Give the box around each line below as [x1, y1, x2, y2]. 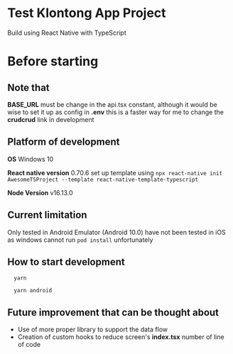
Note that [7, 82, 50, 94]
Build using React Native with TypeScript [7, 28, 126, 37]
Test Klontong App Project [7, 5, 166, 21]
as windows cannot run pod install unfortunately [7, 236, 153, 244]
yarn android [13, 287, 53, 294]
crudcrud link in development [7, 115, 94, 123]
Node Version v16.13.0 [7, 188, 73, 197]
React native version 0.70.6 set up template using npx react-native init [7, 168, 223, 177]
